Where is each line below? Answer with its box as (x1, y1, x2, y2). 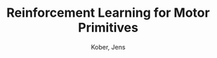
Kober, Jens (91, 43, 126, 51)
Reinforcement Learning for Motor (6, 5, 210, 21)
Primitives (77, 20, 139, 36)
